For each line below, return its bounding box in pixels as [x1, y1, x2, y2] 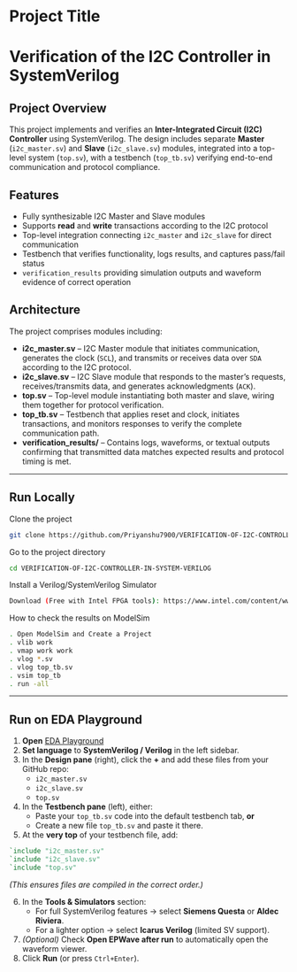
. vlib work [9, 638, 53, 647]
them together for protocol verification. [21, 399, 164, 410]
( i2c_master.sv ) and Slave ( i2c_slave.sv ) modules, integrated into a [9, 143, 258, 154]
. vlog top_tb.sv [9, 662, 73, 672]
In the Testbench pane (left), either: [21, 801, 153, 812]
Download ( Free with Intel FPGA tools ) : [9, 597, 161, 606]
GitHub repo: [21, 764, 69, 775]
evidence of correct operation [21, 277, 132, 287]
